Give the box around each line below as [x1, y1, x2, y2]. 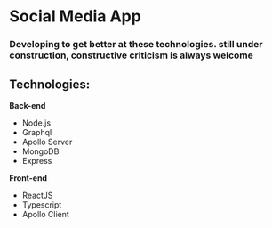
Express [21, 155, 52, 166]
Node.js [21, 118, 52, 128]
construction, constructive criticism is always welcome [9, 49, 253, 61]
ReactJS [21, 190, 53, 200]
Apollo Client [21, 208, 69, 219]
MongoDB [21, 145, 60, 157]
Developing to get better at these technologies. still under [9, 38, 263, 51]
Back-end [9, 100, 46, 110]
